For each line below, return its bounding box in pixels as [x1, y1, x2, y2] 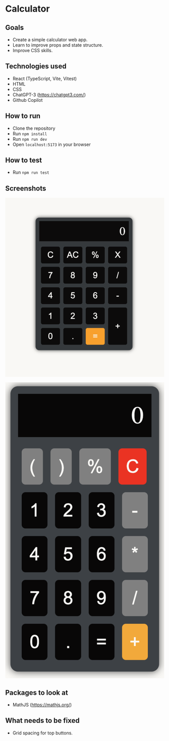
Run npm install [12, 130, 47, 137]
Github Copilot [12, 97, 43, 103]
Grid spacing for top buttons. [12, 730, 73, 736]
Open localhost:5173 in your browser [12, 141, 91, 147]
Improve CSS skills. [12, 48, 53, 53]
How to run [5, 112, 41, 121]
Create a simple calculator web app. [12, 36, 88, 43]
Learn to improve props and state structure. [12, 42, 103, 48]
